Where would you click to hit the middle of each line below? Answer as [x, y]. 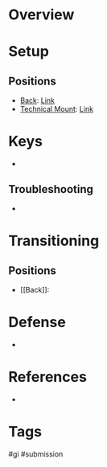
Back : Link [37, 100]
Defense [37, 322]
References [47, 377]
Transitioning [54, 241]
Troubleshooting [51, 189]
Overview [41, 15]
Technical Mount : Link [57, 109]
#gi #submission [36, 454]
